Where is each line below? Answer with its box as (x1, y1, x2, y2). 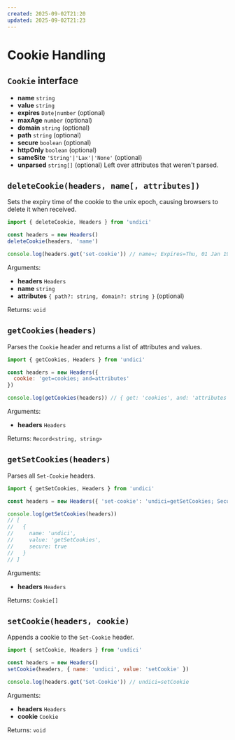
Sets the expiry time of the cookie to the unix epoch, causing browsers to (7, 198, 219, 206)
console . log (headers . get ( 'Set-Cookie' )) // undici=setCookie (7, 678, 190, 685)
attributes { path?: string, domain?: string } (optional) (17, 292, 185, 300)
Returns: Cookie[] (7, 596, 59, 604)
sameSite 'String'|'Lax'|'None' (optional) (17, 153, 143, 161)
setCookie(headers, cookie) (7, 616, 130, 626)
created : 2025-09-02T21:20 (7, 10, 86, 18)
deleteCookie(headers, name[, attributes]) (7, 180, 201, 191)
